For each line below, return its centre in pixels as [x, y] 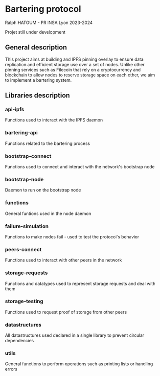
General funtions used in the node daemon [48, 213]
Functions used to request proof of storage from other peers [66, 312]
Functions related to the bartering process [47, 143]
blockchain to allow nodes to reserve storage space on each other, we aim [80, 75]
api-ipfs [15, 110]
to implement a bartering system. [38, 80]
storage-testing [24, 301]
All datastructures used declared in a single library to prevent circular [75, 335]
